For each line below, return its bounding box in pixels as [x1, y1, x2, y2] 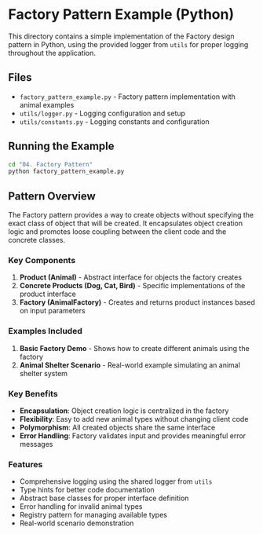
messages [19, 440, 53, 449]
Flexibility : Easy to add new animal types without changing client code [19, 415, 249, 424]
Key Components [8, 255, 76, 266]
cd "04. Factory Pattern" [8, 160, 93, 168]
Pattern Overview [8, 189, 96, 203]
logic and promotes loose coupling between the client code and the [8, 227, 227, 236]
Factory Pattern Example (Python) [8, 5, 235, 24]
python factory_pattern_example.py [8, 167, 125, 176]
